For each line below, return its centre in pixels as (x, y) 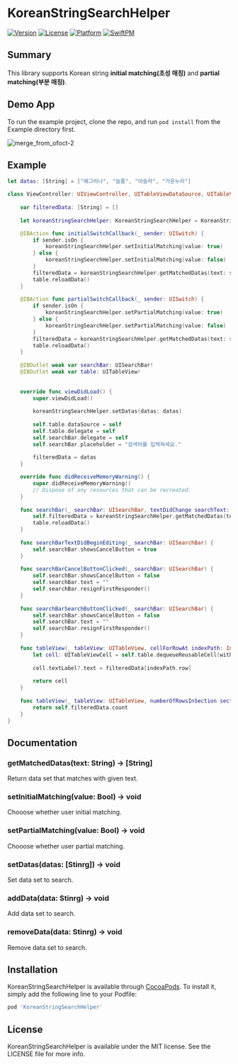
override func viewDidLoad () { (66, 391)
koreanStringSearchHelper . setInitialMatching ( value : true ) (134, 247)
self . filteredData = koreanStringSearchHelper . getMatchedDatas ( (130, 516)
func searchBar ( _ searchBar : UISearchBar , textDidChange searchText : (125, 510)
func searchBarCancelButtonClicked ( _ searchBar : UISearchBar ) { (117, 569)
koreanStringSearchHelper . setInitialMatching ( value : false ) (136, 260)
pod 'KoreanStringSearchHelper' (55, 1007)
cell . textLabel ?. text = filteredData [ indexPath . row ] (112, 668)
